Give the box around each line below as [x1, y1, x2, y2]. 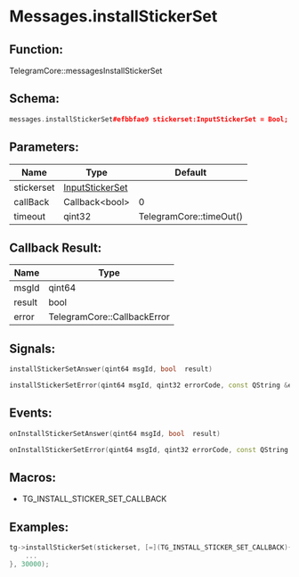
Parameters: [9, 140, 79, 155]
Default [174, 166, 207, 178]
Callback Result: [9, 240, 102, 255]
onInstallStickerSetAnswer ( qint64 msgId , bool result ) [9, 429, 221, 438]
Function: [9, 42, 64, 57]
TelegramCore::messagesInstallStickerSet [9, 65, 163, 76]
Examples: [9, 519, 69, 534]
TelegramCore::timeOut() [138, 210, 243, 222]
